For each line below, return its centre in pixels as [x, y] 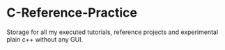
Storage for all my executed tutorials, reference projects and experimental [113, 32]
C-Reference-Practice [72, 13]
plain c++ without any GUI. [45, 39]
